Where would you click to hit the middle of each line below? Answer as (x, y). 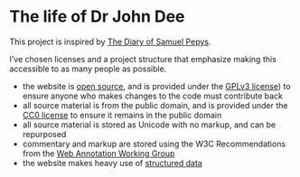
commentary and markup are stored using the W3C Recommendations (154, 144)
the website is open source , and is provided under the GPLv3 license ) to (156, 86)
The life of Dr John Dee (97, 17)
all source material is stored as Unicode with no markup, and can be (149, 125)
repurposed (44, 134)
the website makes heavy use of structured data (112, 163)
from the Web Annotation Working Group (98, 153)
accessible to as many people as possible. (88, 69)
